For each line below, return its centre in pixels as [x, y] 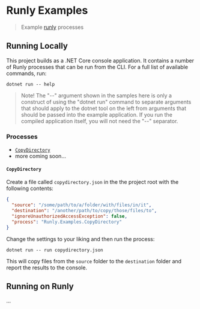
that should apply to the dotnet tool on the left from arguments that [104, 108]
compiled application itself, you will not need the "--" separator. [99, 121]
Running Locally [37, 46]
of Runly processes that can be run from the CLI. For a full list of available [97, 67]
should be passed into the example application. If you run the [97, 114]
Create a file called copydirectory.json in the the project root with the [92, 182]
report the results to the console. [47, 268]
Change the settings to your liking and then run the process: [80, 239]
